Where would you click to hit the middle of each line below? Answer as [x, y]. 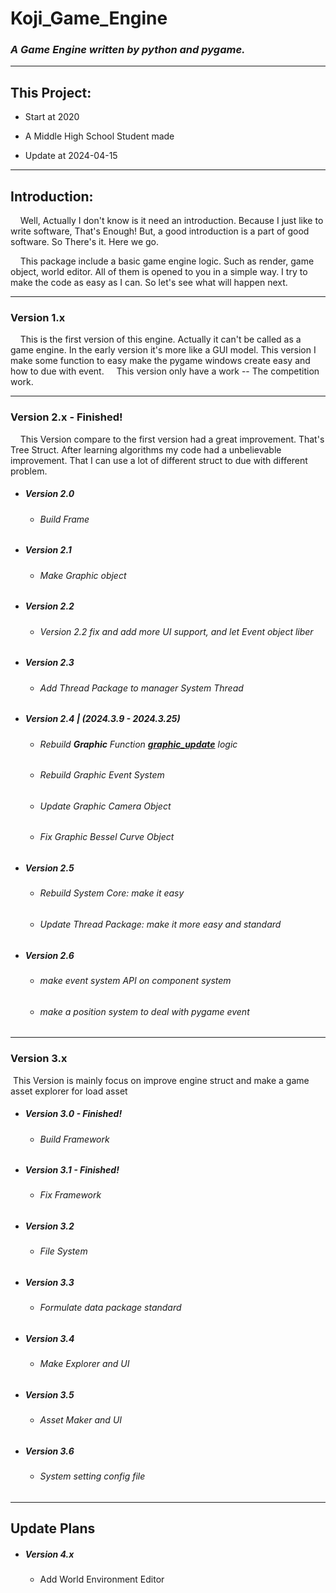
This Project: [51, 92]
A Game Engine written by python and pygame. [128, 50]
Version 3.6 [49, 1451]
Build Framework [74, 1139]
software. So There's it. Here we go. [85, 242]
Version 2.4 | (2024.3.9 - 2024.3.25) [102, 719]
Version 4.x [49, 1554]
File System [63, 1251]
